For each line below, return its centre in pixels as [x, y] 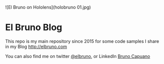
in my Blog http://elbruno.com [36, 46]
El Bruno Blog [34, 27]
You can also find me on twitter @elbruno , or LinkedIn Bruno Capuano [78, 56]
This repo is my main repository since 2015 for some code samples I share [82, 41]
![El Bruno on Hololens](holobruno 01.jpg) [48, 7]
